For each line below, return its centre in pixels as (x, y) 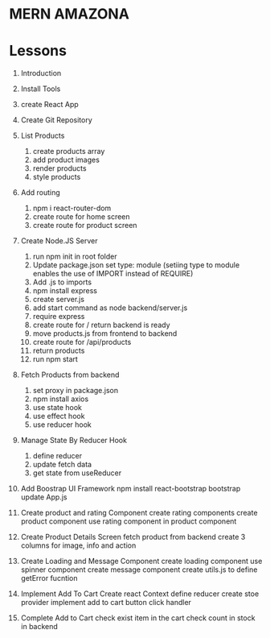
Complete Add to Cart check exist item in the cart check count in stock (138, 618)
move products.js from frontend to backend (105, 333)
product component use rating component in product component (129, 521)
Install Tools (41, 89)
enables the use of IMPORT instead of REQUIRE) (113, 274)
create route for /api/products (82, 342)
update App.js (44, 497)
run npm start (55, 359)
